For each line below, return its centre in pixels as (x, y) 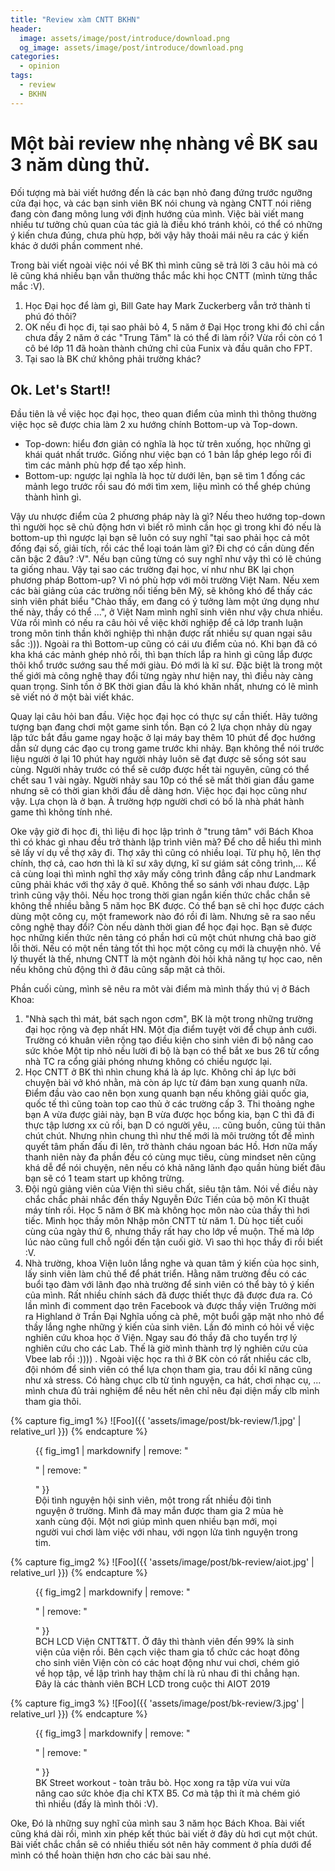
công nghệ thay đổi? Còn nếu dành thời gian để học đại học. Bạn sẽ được (161, 927)
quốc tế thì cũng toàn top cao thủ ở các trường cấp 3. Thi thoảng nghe (169, 1104)
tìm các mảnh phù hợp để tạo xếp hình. (105, 465)
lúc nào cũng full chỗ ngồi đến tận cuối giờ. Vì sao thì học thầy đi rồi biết (173, 1242)
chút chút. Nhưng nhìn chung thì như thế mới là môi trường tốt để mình (169, 1136)
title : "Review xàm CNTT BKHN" (75, 19)
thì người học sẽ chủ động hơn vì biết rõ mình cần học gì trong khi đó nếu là (166, 527)
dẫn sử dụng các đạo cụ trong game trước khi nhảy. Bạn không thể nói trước (167, 748)
